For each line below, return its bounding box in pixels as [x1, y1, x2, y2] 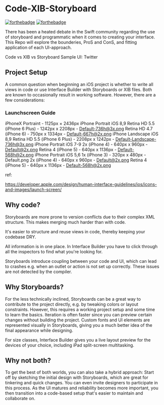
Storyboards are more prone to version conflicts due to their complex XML [5, 214, 155, 219]
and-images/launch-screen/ [5, 187, 62, 192]
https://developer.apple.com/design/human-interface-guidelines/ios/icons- [5, 182, 157, 187]
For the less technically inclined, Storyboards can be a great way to [5, 296, 141, 302]
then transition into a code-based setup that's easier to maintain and [5, 390, 143, 396]
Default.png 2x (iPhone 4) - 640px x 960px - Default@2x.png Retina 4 [5, 157, 147, 163]
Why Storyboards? [5, 283, 64, 291]
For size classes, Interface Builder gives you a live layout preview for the [5, 337, 151, 343]
